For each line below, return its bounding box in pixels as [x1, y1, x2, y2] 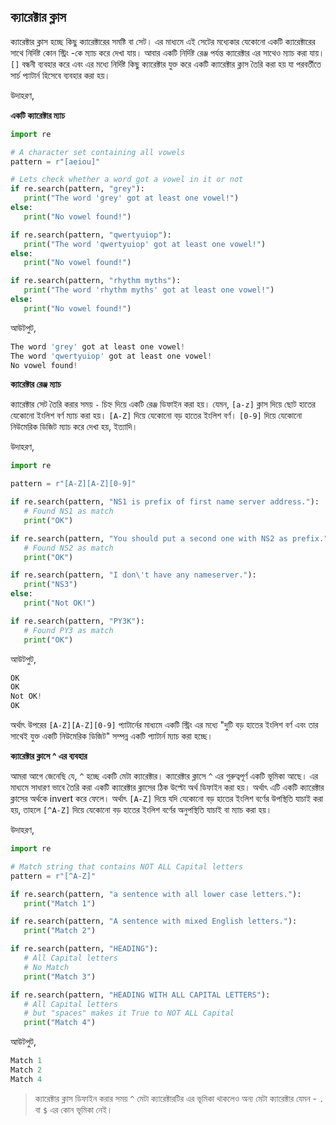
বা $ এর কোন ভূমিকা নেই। [34, 1103, 113, 1115]
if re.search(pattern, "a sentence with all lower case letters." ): [10, 889, 302, 899]
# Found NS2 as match [23, 543, 114, 553]
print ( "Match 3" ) [23, 971, 97, 982]
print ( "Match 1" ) [23, 898, 97, 909]
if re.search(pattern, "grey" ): [10, 184, 145, 194]
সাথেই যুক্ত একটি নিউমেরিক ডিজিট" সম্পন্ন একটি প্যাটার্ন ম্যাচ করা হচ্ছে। [10, 730, 214, 742]
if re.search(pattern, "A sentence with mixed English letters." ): [10, 916, 298, 927]
